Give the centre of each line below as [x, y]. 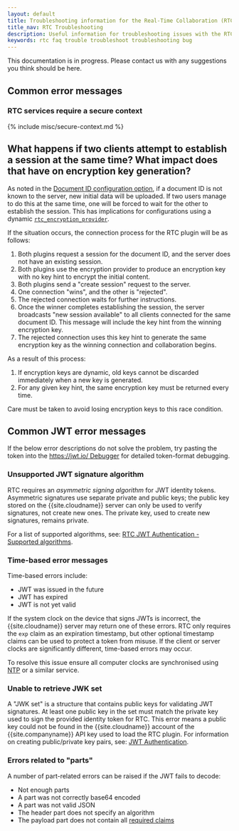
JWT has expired [43, 597]
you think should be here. [44, 68]
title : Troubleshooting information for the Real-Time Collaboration [113, 21]
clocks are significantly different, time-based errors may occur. [100, 649]
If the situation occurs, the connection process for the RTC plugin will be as [118, 232]
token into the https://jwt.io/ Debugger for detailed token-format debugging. [118, 456]
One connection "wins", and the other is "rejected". [92, 291]
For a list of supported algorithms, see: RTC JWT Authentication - [103, 534]
